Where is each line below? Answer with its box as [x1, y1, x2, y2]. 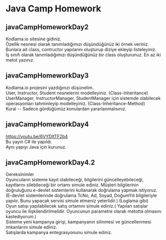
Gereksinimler [5, 171, 34, 177]
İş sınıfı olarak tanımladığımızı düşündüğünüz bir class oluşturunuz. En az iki [5, 52, 161, 58]
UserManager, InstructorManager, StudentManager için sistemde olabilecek [5, 95, 161, 101]
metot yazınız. [5, 57, 34, 63]
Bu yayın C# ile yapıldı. [5, 139, 53, 145]
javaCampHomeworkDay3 [5, 72, 89, 80]
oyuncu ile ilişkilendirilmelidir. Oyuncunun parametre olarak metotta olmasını [5, 208, 162, 214]
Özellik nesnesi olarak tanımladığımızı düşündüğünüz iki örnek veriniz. [5, 41, 149, 47]
